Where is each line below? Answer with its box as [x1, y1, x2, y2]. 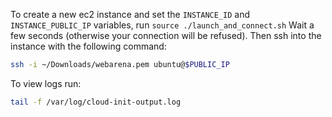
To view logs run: [10, 77, 82, 89]
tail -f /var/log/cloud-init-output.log [10, 97, 182, 107]
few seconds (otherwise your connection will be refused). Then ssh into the [10, 30, 322, 41]
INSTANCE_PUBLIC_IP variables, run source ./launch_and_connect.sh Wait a [10, 19, 315, 31]
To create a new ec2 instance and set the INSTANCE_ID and [10, 9, 251, 20]
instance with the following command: [10, 40, 167, 52]
